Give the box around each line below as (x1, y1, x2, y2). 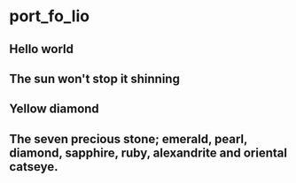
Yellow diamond (9, 102, 99, 117)
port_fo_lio (9, 6, 90, 27)
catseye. (9, 159, 58, 174)
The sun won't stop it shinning (9, 71, 180, 86)
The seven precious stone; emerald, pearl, (9, 131, 248, 147)
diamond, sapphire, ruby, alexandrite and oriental (9, 145, 288, 160)
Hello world (9, 42, 74, 57)
